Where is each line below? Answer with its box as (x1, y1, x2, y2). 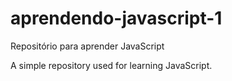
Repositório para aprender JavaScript (10, 40, 165, 52)
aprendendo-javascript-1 (10, 7, 223, 30)
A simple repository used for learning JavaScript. (10, 59, 213, 71)
